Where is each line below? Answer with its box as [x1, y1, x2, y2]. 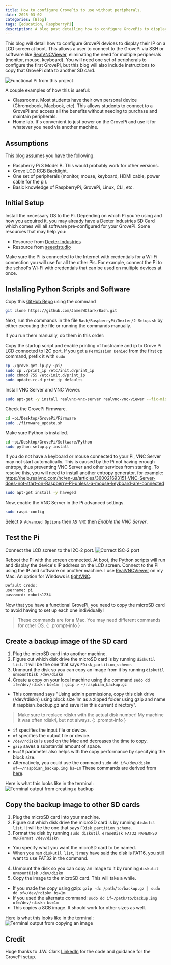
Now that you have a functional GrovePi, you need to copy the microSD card [5, 602, 165, 608]
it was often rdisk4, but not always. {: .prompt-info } [17, 717, 126, 723]
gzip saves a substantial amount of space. [12, 743, 102, 749]
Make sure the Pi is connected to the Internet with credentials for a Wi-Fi [5, 253, 158, 260]
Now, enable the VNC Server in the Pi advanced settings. [5, 500, 125, 506]
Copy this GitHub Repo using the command [5, 298, 96, 304]
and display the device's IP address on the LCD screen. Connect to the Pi [5, 562, 159, 568]
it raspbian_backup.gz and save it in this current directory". [12, 702, 137, 708]
